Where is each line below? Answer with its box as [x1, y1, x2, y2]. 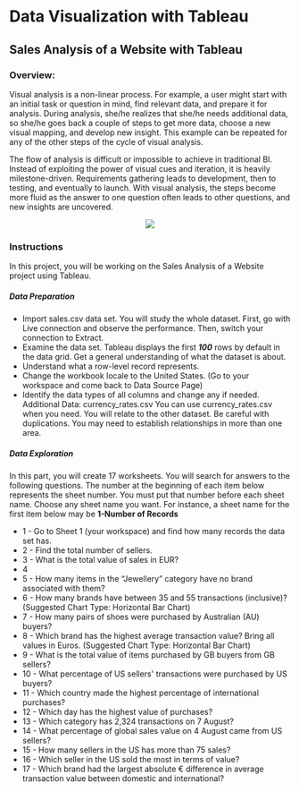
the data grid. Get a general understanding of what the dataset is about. [21, 352, 287, 362]
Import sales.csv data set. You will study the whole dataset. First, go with [21, 313, 291, 324]
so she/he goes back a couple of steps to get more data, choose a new [9, 117, 271, 128]
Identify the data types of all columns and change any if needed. [21, 389, 261, 400]
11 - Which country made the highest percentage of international [21, 687, 260, 699]
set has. [21, 535, 52, 547]
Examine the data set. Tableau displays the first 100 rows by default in [21, 342, 281, 353]
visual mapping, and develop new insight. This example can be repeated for [9, 127, 288, 138]
